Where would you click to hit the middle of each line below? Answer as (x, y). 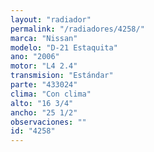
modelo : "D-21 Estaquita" (64, 47)
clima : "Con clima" (51, 94)
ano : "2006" (35, 57)
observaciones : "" (48, 122)
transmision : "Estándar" (62, 76)
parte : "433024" (44, 85)
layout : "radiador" (51, 19)
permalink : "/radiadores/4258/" (77, 29)
